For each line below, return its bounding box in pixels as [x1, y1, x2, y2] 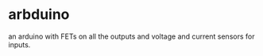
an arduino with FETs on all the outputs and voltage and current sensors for [8, 32, 255, 41]
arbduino [8, 6, 70, 24]
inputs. [8, 39, 31, 49]
